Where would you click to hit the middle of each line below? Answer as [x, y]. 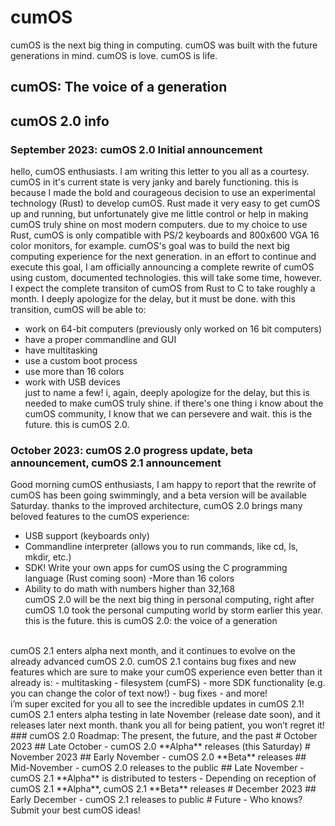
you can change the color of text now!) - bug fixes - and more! [139, 693]
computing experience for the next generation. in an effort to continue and [163, 257]
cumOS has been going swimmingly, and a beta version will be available [158, 495]
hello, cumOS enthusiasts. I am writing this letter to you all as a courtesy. [160, 172]
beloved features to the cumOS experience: [100, 517]
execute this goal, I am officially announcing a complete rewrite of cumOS [162, 267]
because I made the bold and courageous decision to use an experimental [163, 193]
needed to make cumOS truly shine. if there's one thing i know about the [174, 403]
